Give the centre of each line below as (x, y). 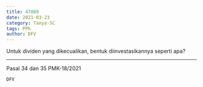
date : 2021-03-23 (28, 17)
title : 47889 (23, 12)
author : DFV (21, 34)
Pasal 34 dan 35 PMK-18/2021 (44, 68)
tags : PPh (19, 28)
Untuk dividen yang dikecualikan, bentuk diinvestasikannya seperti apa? (96, 51)
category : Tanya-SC (31, 23)
